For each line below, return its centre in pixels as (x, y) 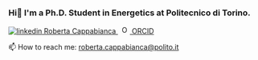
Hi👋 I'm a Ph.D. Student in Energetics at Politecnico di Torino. (129, 13)
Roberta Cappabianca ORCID (99, 31)
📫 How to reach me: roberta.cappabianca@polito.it (94, 47)
